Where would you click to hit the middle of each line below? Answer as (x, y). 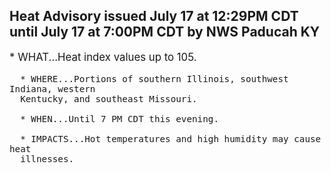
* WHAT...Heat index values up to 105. (103, 57)
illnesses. (47, 158)
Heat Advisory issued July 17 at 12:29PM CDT (154, 16)
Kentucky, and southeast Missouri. (109, 98)
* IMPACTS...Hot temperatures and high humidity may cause (171, 138)
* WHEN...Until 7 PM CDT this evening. (119, 118)
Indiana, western (52, 88)
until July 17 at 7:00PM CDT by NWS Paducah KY (165, 32)
